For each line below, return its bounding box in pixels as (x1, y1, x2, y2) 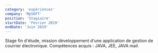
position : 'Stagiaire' (5, 16, 51, 21)
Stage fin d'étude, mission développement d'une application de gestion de (5, 38, 154, 43)
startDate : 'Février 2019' (5, 20, 59, 25)
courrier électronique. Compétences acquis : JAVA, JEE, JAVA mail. (5, 43, 139, 49)
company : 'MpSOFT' (5, 11, 42, 16)
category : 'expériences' (5, 7, 55, 12)
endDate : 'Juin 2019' (5, 25, 49, 30)
